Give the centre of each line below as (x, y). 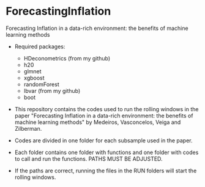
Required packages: (40, 46)
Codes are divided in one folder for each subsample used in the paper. (104, 140)
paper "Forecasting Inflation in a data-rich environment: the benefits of (104, 116)
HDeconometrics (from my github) (67, 58)
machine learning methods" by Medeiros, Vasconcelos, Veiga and (98, 122)
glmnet (32, 71)
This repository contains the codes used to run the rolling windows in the (106, 109)
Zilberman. (28, 128)
